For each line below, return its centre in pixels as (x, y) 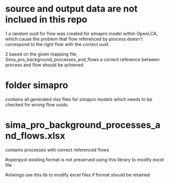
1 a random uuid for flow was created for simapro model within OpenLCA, (82, 33)
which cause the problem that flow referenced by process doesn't (74, 39)
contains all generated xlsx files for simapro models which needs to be (79, 99)
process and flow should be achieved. (45, 65)
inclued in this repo (46, 19)
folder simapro (37, 85)
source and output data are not (71, 9)
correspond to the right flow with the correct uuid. (57, 44)
